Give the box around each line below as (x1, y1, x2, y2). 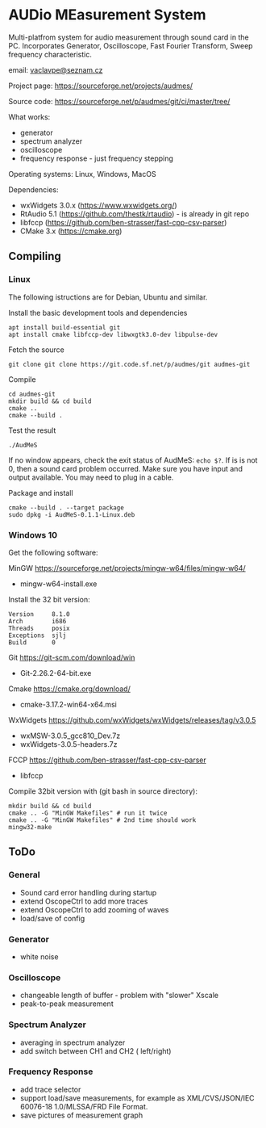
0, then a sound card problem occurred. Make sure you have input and (8, 463, 243, 473)
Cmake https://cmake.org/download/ (8, 684, 131, 694)
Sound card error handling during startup (19, 887, 157, 897)
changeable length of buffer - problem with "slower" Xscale (19, 991, 219, 1000)
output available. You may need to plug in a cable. (8, 472, 174, 482)
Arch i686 (8, 617, 67, 625)
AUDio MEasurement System (8, 6, 206, 24)
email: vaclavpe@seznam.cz (8, 65, 103, 74)
